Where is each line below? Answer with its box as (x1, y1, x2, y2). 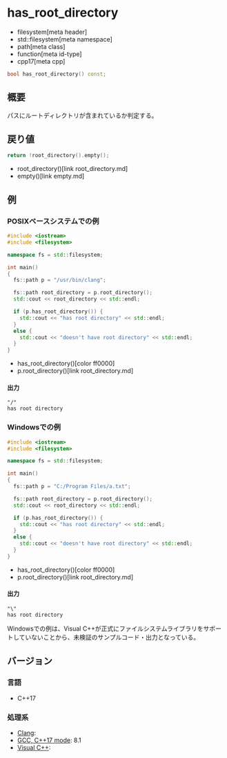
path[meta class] (17, 42, 66, 51)
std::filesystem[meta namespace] (17, 35, 112, 43)
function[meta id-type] (17, 50, 82, 58)
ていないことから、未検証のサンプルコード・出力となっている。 (19, 633, 200, 641)
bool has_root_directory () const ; (7, 71, 107, 78)
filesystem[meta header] (17, 28, 88, 36)
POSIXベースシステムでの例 (7, 216, 99, 226)
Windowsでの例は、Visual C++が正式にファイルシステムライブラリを (7, 624, 204, 633)
